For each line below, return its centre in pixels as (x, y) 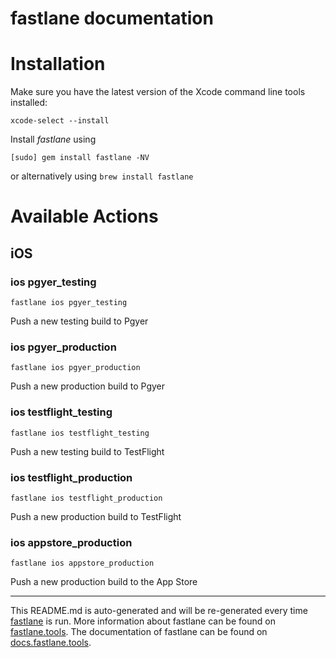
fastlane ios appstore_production (82, 563)
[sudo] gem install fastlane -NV (80, 158)
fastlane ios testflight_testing (80, 433)
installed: (29, 103)
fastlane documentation (112, 18)
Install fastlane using (53, 139)
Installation (58, 64)
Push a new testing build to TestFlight (87, 451)
